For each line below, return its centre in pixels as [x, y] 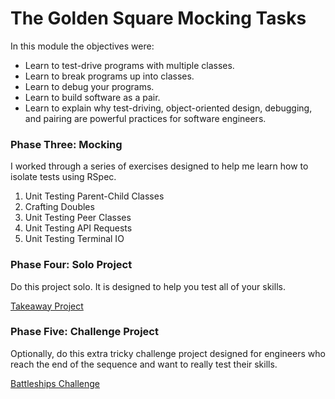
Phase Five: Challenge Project [84, 332]
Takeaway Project [47, 306]
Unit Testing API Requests [78, 228]
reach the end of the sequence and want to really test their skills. [144, 364]
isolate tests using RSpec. [63, 177]
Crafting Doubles [59, 207]
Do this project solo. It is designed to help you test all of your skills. [148, 286]
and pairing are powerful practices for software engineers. [145, 118]
